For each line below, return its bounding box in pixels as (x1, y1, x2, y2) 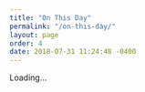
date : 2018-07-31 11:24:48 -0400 (9, 47, 137, 56)
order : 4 (9, 38, 43, 48)
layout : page (9, 30, 59, 39)
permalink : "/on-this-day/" (9, 22, 117, 31)
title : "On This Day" (9, 13, 92, 23)
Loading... (9, 72, 47, 83)
